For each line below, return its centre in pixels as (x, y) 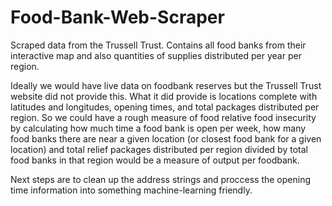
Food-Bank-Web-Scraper (117, 17)
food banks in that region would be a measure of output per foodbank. (155, 160)
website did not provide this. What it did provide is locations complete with (164, 96)
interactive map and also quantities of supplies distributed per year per (156, 55)
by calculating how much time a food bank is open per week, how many (158, 128)
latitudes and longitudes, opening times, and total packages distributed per (165, 107)
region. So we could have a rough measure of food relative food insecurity (163, 117)
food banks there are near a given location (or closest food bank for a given (166, 138)
